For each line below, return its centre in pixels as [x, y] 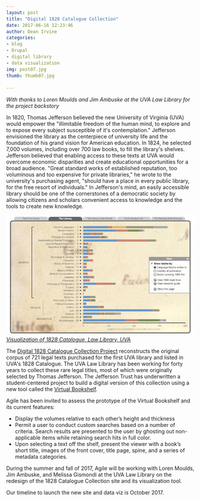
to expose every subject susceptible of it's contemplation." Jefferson [91, 130]
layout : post [22, 13]
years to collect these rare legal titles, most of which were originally [89, 370]
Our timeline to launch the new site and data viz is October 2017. [85, 493]
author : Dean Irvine [32, 32]
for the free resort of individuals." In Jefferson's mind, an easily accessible [98, 188]
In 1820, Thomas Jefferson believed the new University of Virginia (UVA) [95, 118]
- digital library [29, 57]
